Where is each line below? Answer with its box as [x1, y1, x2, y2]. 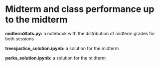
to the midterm [5, 14, 68, 25]
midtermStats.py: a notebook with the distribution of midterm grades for [5, 30, 156, 36]
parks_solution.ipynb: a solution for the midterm [5, 55, 106, 61]
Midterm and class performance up [5, 3, 155, 15]
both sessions [5, 36, 34, 42]
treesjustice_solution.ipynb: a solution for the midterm [5, 45, 119, 51]
